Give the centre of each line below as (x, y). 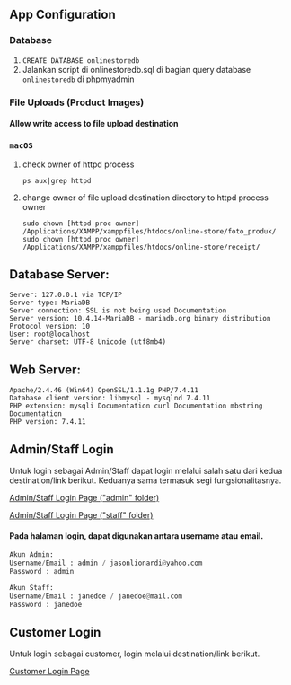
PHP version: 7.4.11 (48, 422)
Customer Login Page (49, 672)
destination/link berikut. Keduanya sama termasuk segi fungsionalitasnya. (145, 480)
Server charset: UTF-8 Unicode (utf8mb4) (88, 342)
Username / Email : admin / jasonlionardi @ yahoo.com (106, 563)
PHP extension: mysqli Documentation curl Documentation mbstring (136, 406)
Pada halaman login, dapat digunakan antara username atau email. (137, 536)
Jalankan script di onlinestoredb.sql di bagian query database (137, 69)
